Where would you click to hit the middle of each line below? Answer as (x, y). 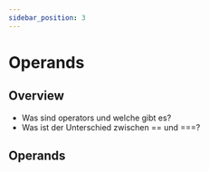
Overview (37, 96)
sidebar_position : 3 (47, 18)
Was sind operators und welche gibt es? (96, 118)
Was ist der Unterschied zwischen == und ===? (111, 127)
